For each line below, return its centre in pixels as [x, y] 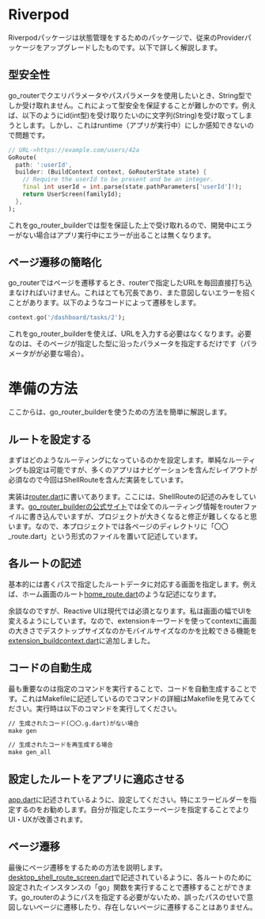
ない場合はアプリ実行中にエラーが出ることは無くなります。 [119, 235]
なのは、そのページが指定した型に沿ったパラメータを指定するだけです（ [126, 344]
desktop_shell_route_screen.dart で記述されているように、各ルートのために [130, 877]
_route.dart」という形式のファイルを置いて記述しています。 [105, 536]
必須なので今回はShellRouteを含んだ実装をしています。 [98, 480]
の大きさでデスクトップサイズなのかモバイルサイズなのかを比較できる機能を [132, 631]
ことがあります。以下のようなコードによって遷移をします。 [104, 303]
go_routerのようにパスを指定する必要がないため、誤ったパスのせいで [134, 897]
